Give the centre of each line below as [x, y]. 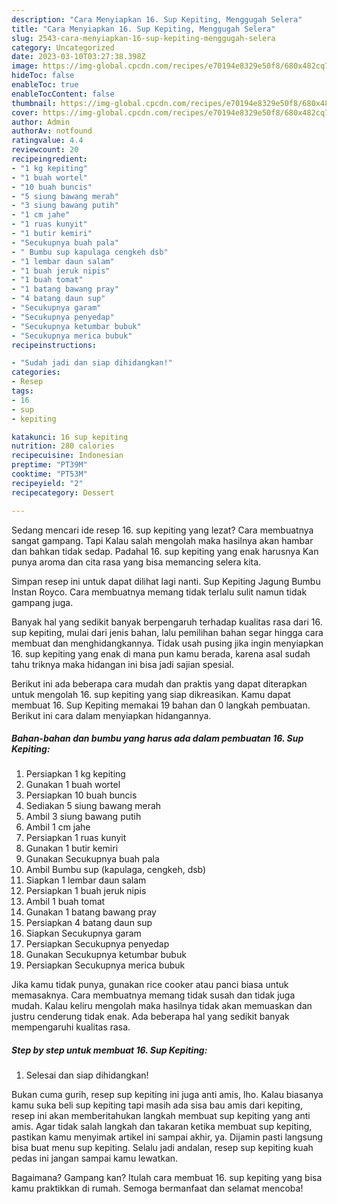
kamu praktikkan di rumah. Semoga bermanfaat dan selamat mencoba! [157, 1188]
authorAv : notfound [52, 131]
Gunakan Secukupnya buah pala [92, 859]
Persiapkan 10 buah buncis [81, 795]
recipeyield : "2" [47, 483]
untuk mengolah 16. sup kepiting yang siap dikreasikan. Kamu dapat [151, 694]
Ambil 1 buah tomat [65, 902]
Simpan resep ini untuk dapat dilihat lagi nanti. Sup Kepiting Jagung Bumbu [166, 581]
